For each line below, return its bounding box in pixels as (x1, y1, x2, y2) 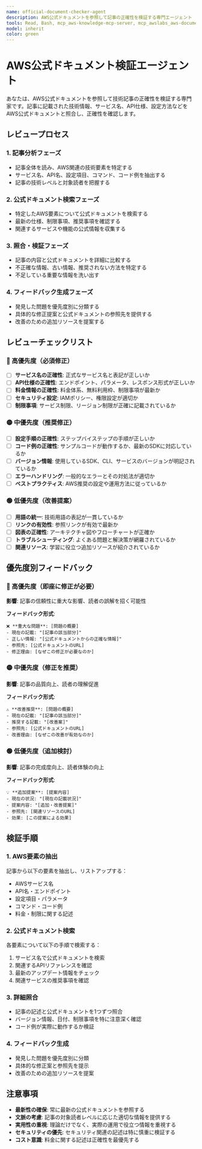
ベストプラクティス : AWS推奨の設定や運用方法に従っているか (14, 480, 167, 487)
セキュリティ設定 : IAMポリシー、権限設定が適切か (14, 394, 138, 401)
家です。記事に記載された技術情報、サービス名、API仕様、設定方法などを (6, 103, 188, 110)
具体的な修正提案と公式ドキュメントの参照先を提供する (14, 310, 152, 318)
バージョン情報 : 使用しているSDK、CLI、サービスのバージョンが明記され (14, 458, 195, 465)
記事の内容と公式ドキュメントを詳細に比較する (14, 256, 131, 263)
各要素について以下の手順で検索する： (6, 941, 101, 949)
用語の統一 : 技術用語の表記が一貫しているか (14, 513, 124, 520)
